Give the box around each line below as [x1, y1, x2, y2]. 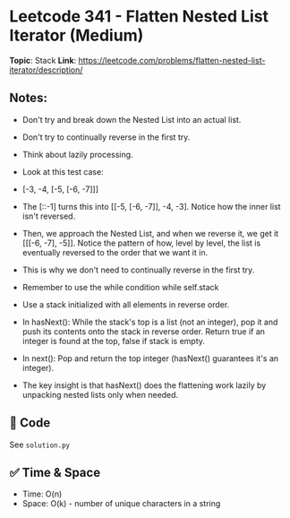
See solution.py [9, 439, 70, 450]
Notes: [9, 91, 47, 106]
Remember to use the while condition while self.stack [21, 281, 219, 292]
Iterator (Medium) [9, 25, 144, 46]
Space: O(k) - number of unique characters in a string [21, 498, 221, 509]
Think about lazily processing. [21, 149, 133, 160]
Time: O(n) [21, 488, 63, 499]
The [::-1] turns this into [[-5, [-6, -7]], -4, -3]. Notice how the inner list [21, 201, 281, 212]
